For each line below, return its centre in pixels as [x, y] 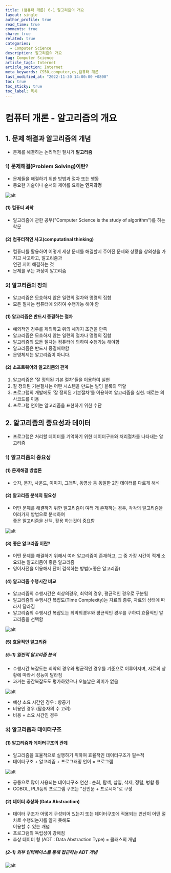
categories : [18, 44]
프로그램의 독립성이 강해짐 [39, 833]
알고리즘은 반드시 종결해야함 [41, 348]
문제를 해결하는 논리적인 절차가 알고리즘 [52, 152]
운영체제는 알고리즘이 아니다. [41, 354]
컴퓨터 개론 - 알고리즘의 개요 [61, 118]
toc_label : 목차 [22, 91]
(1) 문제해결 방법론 [24, 470]
